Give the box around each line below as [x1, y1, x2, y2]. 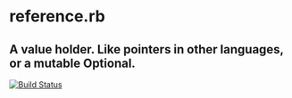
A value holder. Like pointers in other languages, [9, 42, 284, 57]
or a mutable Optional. [9, 55, 136, 70]
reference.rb [9, 6, 105, 27]
